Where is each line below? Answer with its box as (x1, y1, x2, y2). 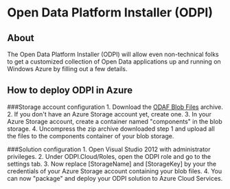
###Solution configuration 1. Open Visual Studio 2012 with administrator (7, 145, 211, 153)
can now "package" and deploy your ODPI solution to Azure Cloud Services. (7, 174, 223, 182)
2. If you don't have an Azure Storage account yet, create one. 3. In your (7, 110, 211, 118)
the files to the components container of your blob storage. (7, 131, 174, 140)
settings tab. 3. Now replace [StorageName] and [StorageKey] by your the (7, 160, 217, 168)
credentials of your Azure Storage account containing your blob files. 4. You (7, 166, 222, 175)
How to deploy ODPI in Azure (7, 84, 133, 97)
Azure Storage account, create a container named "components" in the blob (7, 117, 223, 125)
